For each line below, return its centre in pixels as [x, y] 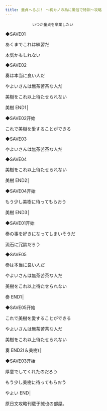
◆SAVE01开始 [20, 223]
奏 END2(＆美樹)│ [24, 350]
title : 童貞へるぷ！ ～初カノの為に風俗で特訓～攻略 [54, 10]
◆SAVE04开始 [21, 191]
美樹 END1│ [17, 107]
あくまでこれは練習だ [27, 44]
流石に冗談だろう [23, 244]
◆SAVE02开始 [20, 118]
